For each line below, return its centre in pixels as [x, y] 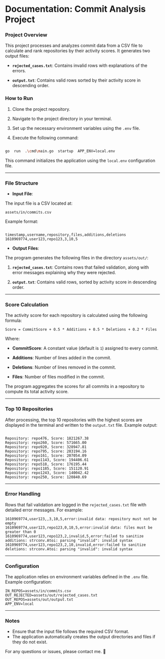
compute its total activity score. [37, 392]
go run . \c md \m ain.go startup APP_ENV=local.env [60, 151]
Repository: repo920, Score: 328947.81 [46, 447]
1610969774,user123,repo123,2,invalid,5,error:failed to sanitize [74, 536]
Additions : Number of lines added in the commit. [62, 358]
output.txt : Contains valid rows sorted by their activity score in [76, 80]
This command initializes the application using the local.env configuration [80, 160]
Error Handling [23, 494]
